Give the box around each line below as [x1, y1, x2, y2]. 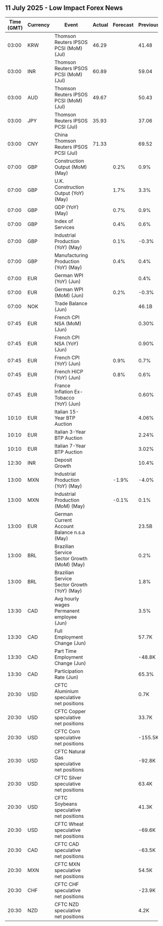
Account [54, 523, 74, 529]
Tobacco [54, 394, 75, 401]
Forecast [113, 21, 134, 28]
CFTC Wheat [54, 820, 84, 827]
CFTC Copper [54, 708, 86, 715]
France [54, 382, 70, 389]
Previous [138, 21, 159, 28]
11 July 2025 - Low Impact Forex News [5, 4, 123, 12]
